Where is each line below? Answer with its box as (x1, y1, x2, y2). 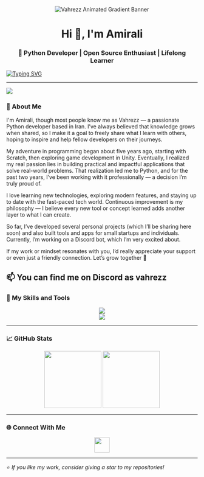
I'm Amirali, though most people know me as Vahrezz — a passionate (6, 116, 180, 124)
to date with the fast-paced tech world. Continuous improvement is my (6, 198, 183, 205)
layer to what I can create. (6, 211, 72, 218)
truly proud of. (6, 179, 42, 187)
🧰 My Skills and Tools (6, 294, 70, 302)
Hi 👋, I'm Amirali (61, 27, 143, 41)
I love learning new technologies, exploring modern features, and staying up (6, 192, 197, 199)
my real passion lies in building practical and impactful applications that (6, 160, 185, 167)
